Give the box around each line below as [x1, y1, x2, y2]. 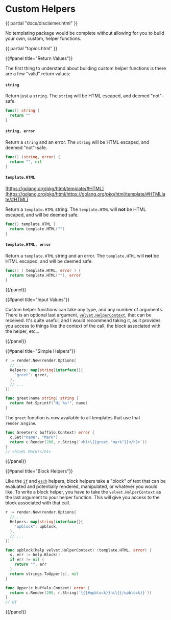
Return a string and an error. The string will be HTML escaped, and [5, 139, 150, 145]
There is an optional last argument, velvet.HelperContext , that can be [5, 312, 152, 318]
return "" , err [14, 562, 47, 567]
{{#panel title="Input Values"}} [5, 296, 70, 303]
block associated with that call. [5, 500, 70, 506]
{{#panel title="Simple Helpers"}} [5, 348, 76, 354]
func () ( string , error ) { [5, 154, 60, 159]
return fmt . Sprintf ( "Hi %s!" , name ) [10, 400, 88, 406]
